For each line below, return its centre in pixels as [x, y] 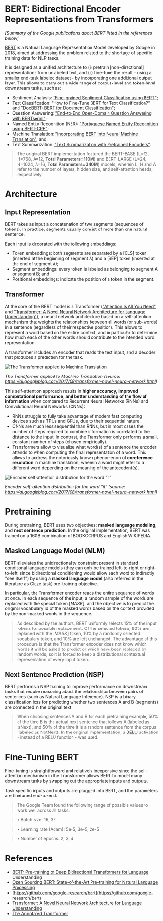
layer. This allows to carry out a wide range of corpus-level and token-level [80, 83]
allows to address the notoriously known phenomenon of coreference [82, 457]
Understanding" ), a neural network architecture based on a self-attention [78, 316]
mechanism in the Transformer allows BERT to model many [83, 776]
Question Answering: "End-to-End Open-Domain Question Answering [82, 113]
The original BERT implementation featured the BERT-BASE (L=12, [83, 154]
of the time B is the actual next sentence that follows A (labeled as [83, 722]
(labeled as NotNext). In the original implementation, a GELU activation [88, 732]
